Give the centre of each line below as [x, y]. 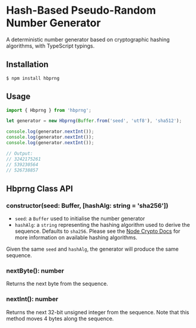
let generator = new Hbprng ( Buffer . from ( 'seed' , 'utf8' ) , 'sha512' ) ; [94, 121]
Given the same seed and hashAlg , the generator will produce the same [93, 249]
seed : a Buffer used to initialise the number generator [80, 218]
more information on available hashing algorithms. [76, 238]
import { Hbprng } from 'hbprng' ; [49, 110]
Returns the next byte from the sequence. [57, 284]
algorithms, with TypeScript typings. [50, 46]
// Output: [20, 153]
